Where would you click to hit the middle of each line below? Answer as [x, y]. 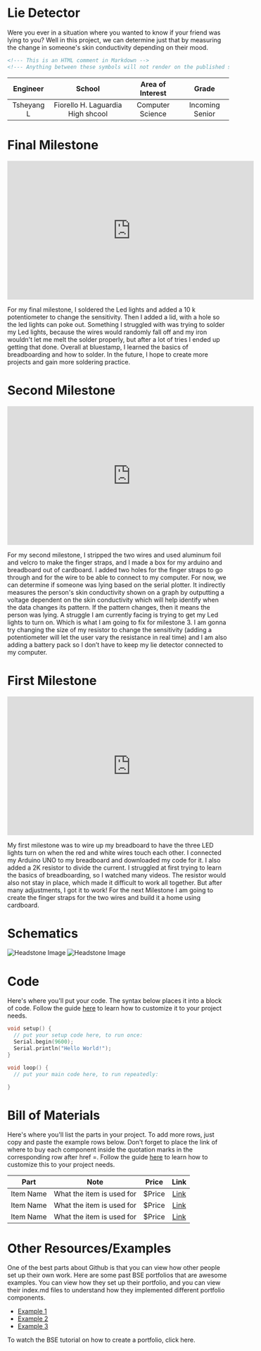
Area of [153, 84]
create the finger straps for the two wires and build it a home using [104, 897]
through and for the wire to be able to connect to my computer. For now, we [117, 577]
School [88, 88]
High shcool [88, 113]
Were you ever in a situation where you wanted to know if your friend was [114, 32]
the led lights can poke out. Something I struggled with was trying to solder [116, 324]
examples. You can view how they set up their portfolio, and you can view [114, 1283]
